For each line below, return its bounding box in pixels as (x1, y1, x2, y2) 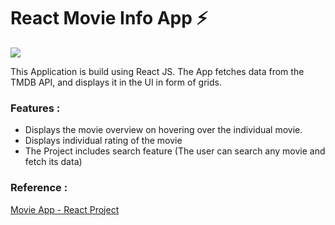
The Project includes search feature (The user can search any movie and (24, 145, 326, 157)
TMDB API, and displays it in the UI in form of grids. (10, 76, 222, 88)
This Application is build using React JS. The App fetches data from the (10, 65, 305, 77)
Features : (10, 101, 61, 115)
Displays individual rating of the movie (24, 135, 183, 147)
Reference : (10, 181, 68, 195)
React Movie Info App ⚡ (10, 7, 208, 30)
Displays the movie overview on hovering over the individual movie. (24, 124, 303, 136)
